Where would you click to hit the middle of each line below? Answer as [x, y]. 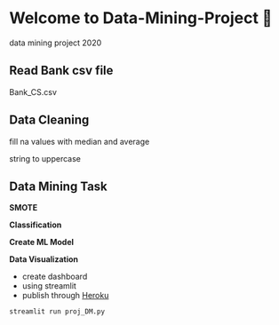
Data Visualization [44, 259]
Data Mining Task [59, 186]
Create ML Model [41, 242]
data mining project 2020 [56, 43]
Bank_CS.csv [33, 91]
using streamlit [49, 286]
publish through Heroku [65, 296]
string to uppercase [45, 158]
